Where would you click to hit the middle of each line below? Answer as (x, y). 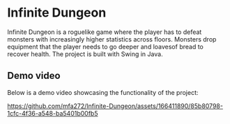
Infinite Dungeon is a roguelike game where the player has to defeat (105, 32)
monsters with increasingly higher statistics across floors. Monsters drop (112, 39)
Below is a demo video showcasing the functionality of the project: (103, 92)
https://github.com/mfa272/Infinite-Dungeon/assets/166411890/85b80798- (115, 106)
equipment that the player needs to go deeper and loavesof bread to (105, 46)
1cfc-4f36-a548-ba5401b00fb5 (53, 113)
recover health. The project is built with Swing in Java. (85, 54)
